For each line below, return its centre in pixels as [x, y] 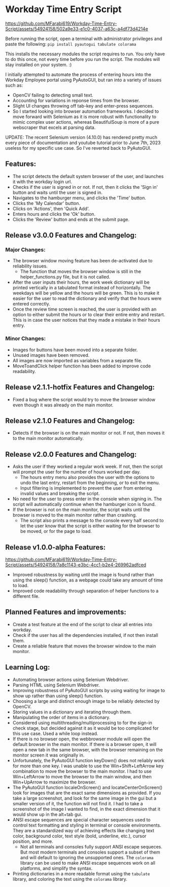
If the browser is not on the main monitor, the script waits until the [81, 510]
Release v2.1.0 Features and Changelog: [70, 420]
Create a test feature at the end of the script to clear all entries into [82, 624]
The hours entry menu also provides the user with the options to [87, 477]
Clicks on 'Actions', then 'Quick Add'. [51, 209]
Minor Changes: [26, 338]
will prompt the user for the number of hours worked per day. [77, 472]
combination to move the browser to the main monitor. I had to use [82, 771]
